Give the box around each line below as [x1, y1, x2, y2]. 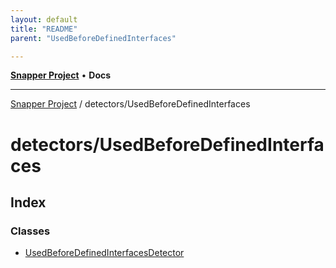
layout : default [10, 14, 78, 25]
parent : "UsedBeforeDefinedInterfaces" [10, 33, 177, 43]
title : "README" [10, 24, 78, 34]
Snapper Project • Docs [10, 69, 112, 81]
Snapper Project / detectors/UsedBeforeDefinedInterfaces [10, 98, 251, 110]
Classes [10, 224, 51, 238]
